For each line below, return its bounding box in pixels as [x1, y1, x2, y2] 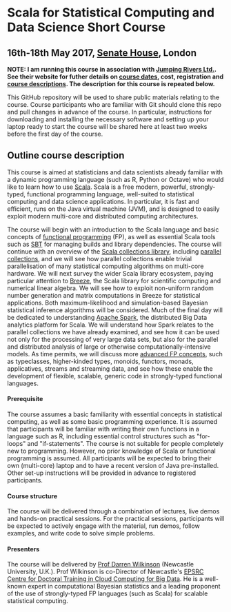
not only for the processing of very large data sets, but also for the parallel [7, 335, 219, 343]
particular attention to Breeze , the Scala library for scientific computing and [7, 276, 221, 285]
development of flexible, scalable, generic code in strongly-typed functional [7, 371, 223, 380]
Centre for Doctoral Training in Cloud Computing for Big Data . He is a [7, 575, 203, 583]
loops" [7, 440, 26, 448]
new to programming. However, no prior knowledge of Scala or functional [7, 447, 216, 456]
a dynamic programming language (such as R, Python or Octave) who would [7, 175, 224, 183]
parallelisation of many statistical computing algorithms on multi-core [7, 262, 204, 270]
